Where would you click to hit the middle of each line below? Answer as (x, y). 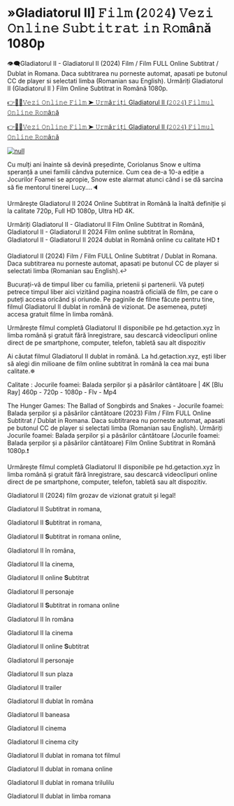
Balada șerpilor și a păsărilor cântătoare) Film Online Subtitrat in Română (111, 443)
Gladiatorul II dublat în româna (51, 701)
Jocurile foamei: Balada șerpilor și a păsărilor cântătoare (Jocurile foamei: (114, 435)
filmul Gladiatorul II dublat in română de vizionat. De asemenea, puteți (107, 307)
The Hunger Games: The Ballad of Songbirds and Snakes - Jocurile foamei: (116, 405)
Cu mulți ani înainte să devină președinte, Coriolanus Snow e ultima (104, 164)
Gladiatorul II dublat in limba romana (59, 795)
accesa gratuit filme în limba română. (60, 314)
